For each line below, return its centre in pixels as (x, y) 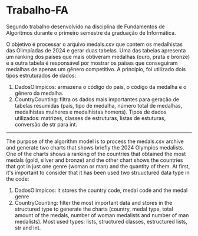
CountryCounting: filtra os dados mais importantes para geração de (97, 99)
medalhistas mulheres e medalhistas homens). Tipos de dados (90, 112)
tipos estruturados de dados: (41, 75)
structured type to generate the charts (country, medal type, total (94, 209)
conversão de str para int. (46, 124)
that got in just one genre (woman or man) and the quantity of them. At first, (98, 166)
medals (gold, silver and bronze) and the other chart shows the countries (95, 160)
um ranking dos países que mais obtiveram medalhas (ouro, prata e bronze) (98, 56)
